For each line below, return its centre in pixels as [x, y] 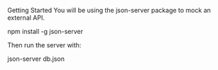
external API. [26, 18]
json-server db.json [36, 59]
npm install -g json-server [45, 31]
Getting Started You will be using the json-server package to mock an [109, 10]
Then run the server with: [44, 45]
